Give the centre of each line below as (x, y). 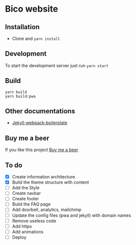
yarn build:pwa (20, 96)
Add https (22, 226)
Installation (22, 27)
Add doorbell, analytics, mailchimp (47, 210)
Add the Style (26, 188)
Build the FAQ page (31, 204)
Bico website (32, 9)
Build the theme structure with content (51, 182)
